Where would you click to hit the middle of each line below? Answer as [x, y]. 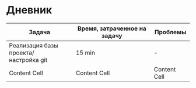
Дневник [29, 10]
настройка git [28, 60]
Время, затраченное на [112, 28]
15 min [85, 53]
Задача [40, 32]
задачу [112, 35]
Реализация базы [34, 45]
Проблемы [170, 32]
